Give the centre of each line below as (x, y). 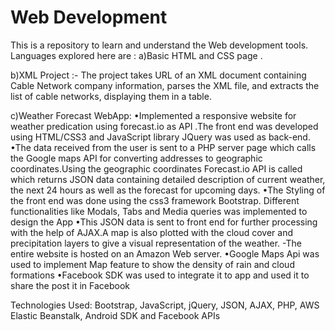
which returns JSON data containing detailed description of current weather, (168, 179)
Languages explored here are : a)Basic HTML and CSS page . (136, 55)
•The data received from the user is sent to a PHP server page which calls (163, 147)
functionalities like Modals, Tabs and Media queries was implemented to (159, 211)
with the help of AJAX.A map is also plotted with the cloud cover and (152, 232)
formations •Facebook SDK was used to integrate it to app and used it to (160, 275)
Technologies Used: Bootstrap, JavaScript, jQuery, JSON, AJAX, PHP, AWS (165, 305)
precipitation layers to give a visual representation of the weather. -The (156, 243)
